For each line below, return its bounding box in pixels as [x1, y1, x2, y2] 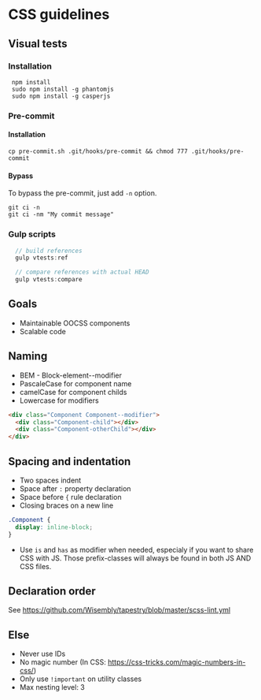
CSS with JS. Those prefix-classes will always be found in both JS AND [19, 553, 252, 563]
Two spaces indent [19, 475, 82, 485]
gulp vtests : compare [15, 276, 83, 284]
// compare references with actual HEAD [15, 268, 149, 277]
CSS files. [19, 561, 52, 571]
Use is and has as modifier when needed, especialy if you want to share [19, 545, 254, 554]
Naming [8, 349, 48, 363]
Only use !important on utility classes [19, 674, 142, 683]
